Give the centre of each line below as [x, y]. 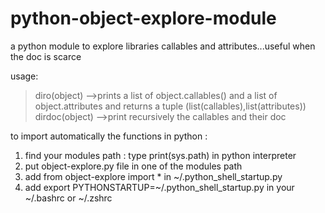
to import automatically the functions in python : [109, 136]
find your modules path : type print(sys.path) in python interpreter [160, 155]
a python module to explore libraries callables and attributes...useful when [163, 46]
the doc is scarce [46, 56]
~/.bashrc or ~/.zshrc [68, 198]
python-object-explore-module [143, 18]
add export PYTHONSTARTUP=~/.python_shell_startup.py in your [159, 187]
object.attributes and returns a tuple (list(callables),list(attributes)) [170, 106]
